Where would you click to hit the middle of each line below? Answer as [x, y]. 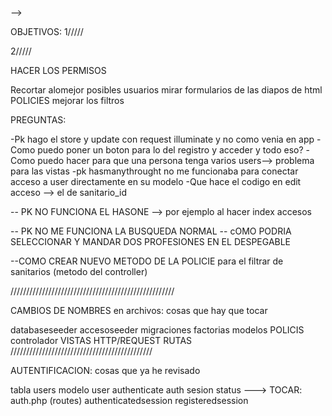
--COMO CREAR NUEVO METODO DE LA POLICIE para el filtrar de [147, 261]
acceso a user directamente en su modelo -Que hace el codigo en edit [156, 181]
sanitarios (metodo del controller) [79, 271]
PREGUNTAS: [38, 120]
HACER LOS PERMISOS [58, 70]
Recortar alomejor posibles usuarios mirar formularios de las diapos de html [166, 90]
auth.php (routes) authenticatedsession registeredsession [129, 400]
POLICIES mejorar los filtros [67, 100]
